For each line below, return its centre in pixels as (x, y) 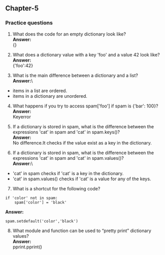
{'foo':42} (23, 65)
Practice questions (29, 23)
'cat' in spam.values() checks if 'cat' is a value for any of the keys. (82, 179)
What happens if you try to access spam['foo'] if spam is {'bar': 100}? (85, 106)
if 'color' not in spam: (31, 198)
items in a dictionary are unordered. (50, 96)
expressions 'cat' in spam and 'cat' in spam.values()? (68, 158)
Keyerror (22, 117)
